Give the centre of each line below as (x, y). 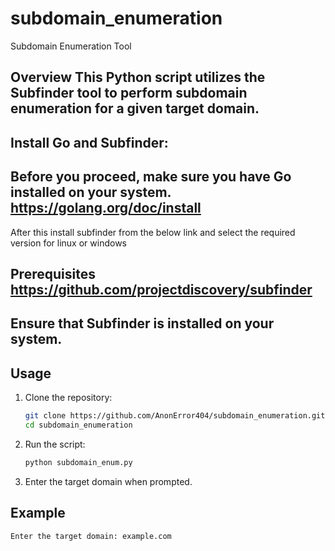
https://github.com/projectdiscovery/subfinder (161, 289)
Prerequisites (53, 273)
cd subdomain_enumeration (78, 425)
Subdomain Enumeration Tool (71, 46)
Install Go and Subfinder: (89, 142)
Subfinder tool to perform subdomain (129, 93)
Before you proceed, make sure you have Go (151, 177)
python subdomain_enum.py (78, 462)
